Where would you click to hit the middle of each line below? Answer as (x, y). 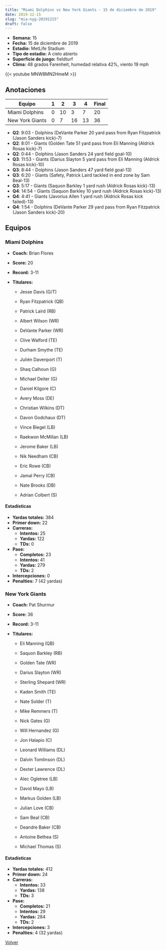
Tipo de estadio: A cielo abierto (45, 54)
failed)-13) (23, 202)
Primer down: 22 (30, 523)
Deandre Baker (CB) (40, 827)
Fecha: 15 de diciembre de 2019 (45, 43)
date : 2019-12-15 (23, 14)
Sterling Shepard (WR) (43, 682)
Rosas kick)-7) (27, 149)
